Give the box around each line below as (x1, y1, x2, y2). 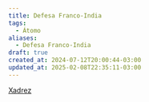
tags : (8, 19, 26, 27)
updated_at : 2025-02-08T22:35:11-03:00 (8, 64, 142, 72)
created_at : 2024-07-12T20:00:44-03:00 (8, 57, 142, 65)
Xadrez (8, 85, 32, 95)
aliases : (8, 33, 38, 42)
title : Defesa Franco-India (8, 11, 103, 20)
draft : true (8, 49, 48, 57)
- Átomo (15, 26, 42, 34)
